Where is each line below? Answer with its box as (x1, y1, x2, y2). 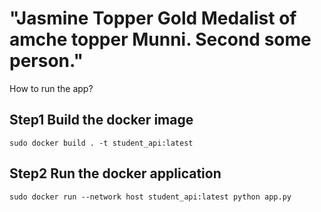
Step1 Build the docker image (9, 112, 194, 129)
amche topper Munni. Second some (9, 28, 312, 51)
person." (9, 50, 84, 72)
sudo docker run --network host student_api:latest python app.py (9, 192, 292, 202)
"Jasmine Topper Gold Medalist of (9, 7, 297, 30)
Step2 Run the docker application (9, 165, 222, 182)
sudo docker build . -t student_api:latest (9, 138, 194, 148)
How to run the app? (9, 82, 94, 94)
